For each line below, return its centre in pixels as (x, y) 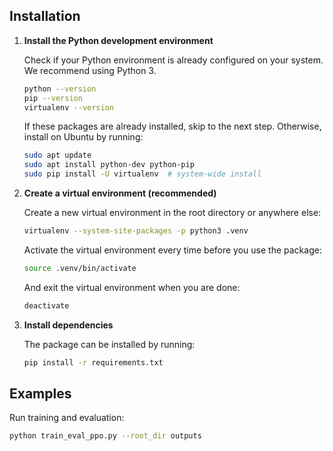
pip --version (53, 98)
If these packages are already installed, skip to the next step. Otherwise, (172, 126)
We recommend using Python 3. (90, 70)
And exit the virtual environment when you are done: (132, 287)
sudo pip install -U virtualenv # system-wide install (142, 174)
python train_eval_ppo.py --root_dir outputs (105, 436)
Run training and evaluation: (67, 418)
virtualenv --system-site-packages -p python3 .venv (136, 231)
